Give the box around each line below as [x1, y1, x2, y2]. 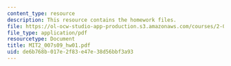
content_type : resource [7, 10, 76, 17]
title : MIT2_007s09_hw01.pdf [7, 42, 91, 49]
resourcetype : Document [7, 36, 76, 43]
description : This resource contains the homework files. [7, 16, 177, 23]
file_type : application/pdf [7, 29, 88, 36]
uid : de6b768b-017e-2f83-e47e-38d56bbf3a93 [7, 49, 134, 56]
